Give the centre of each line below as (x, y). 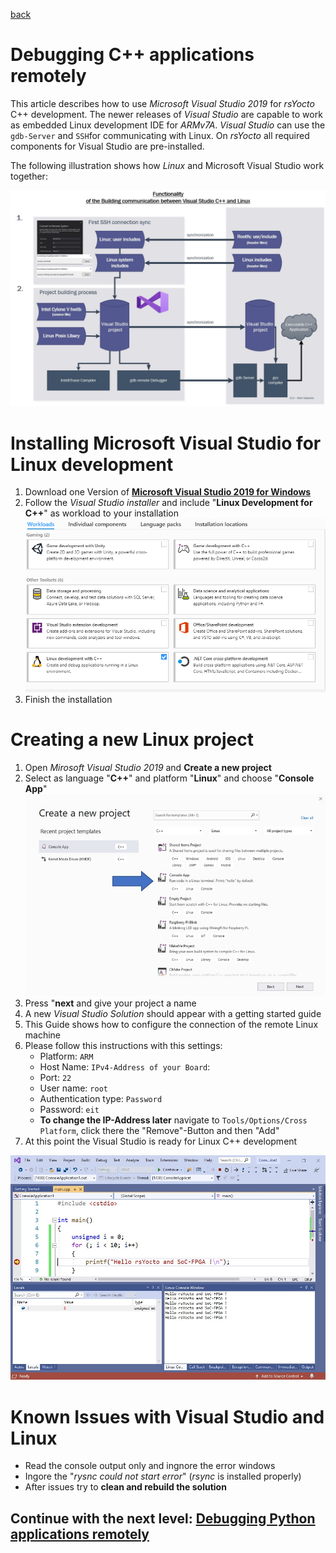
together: (29, 176)
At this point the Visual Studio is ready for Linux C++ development (161, 1141)
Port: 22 (55, 1078)
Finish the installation (68, 699)
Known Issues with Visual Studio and (167, 1416)
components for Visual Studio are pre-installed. (107, 146)
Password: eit (69, 1110)
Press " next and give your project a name (110, 1003)
